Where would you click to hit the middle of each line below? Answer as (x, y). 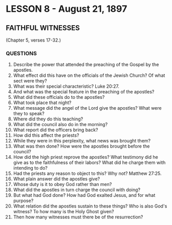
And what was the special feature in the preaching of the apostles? (84, 92)
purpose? (23, 201)
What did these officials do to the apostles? (59, 97)
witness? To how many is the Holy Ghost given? (63, 212)
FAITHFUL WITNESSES (43, 28)
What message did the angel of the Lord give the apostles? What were (87, 108)
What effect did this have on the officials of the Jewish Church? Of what (89, 75)
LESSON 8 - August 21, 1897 (67, 9)
